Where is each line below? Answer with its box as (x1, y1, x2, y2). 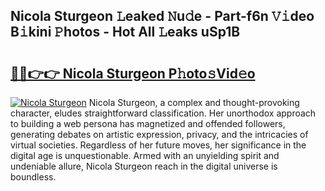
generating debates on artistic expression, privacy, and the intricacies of (10, 129, 309, 140)
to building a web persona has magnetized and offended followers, (10, 118, 286, 129)
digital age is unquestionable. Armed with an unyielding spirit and (10, 150, 280, 161)
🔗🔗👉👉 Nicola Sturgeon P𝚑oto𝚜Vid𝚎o (10, 65, 256, 82)
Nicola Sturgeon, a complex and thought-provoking (88, 97, 300, 108)
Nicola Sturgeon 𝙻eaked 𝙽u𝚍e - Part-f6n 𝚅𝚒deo (10, 8, 315, 25)
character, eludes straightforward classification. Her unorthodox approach (10, 107, 317, 119)
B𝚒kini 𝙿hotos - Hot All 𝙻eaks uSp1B (10, 24, 241, 41)
